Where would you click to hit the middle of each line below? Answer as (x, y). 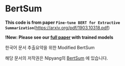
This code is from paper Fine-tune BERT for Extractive (62, 22)
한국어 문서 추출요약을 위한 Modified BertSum (50, 47)
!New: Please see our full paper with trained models (59, 37)
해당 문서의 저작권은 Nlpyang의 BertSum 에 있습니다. (57, 58)
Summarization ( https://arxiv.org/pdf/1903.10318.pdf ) (58, 27)
